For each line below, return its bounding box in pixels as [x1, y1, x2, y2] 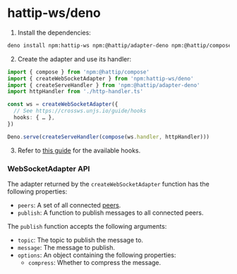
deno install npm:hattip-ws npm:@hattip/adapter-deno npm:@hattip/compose [7, 42, 232, 49]
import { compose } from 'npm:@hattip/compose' [7, 68, 150, 76]
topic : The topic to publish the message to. [17, 235, 143, 244]
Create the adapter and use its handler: [17, 54, 132, 63]
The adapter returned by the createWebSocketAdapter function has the [7, 179, 209, 188]
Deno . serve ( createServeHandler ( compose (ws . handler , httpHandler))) [7, 133, 210, 141]
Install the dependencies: [17, 28, 92, 37]
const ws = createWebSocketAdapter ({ [7, 101, 119, 108]
